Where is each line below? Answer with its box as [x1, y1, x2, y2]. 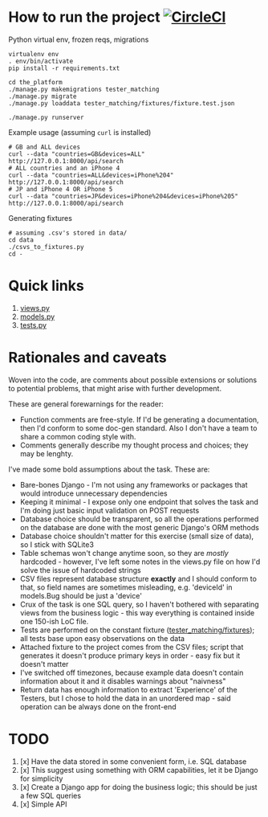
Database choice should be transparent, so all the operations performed [19, 514, 259, 524]
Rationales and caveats [8, 349, 167, 367]
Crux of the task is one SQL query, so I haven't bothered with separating [19, 599, 259, 609]
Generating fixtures [8, 213, 72, 223]
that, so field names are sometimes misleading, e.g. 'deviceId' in [19, 582, 233, 592]
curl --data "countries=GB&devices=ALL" [8, 149, 146, 158]
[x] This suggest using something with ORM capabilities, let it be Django [19, 765, 258, 774]
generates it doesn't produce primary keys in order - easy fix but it [19, 651, 241, 660]
